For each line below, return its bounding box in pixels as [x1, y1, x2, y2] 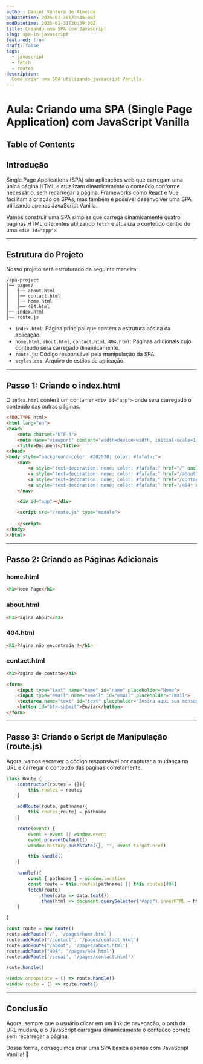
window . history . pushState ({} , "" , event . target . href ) [28, 842, 166, 849]
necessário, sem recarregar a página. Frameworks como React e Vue [6, 189, 179, 196]
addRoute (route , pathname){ [17, 803, 88, 810]
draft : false [6, 43, 39, 49]
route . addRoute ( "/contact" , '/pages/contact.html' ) [6, 936, 139, 943]
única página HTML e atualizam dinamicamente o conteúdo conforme [6, 182, 180, 189]
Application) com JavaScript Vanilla [6, 116, 190, 129]
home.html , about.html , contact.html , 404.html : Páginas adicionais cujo [14, 338, 192, 345]
